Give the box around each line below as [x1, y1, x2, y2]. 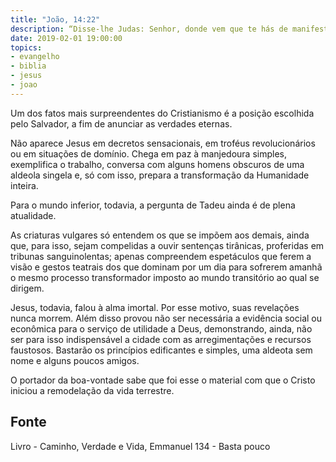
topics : [10, 42, 43, 53]
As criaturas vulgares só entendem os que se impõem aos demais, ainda [10, 229, 310, 241]
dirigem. [10, 282, 45, 294]
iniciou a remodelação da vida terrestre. [10, 384, 175, 396]
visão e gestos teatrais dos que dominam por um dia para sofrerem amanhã [10, 261, 323, 273]
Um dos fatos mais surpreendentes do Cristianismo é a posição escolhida [10, 107, 315, 119]
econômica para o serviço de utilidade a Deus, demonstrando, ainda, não [10, 322, 313, 335]
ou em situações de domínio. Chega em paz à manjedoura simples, [10, 147, 287, 160]
